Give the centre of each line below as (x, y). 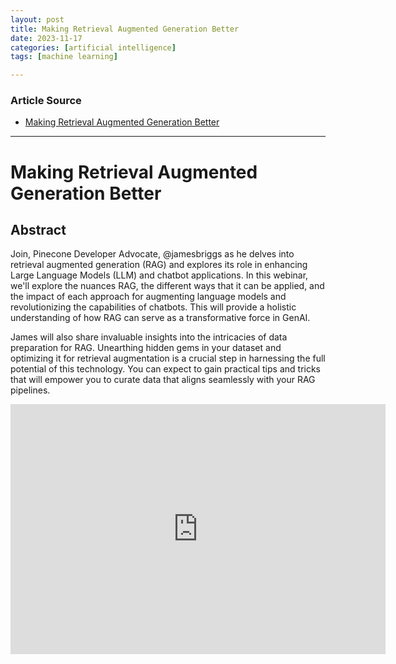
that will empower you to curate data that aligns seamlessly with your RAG (163, 380)
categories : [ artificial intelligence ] (93, 47)
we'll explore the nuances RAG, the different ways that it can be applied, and (167, 286)
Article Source (46, 101)
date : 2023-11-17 (46, 38)
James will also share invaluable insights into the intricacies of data (149, 337)
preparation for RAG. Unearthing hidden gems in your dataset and (146, 348)
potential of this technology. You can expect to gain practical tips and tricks (166, 369)
